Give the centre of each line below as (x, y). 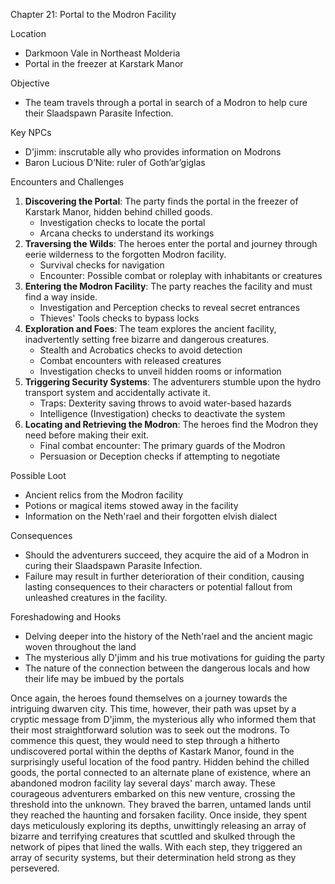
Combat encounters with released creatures (130, 360)
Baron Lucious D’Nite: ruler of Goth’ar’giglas (115, 162)
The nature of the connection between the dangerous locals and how (167, 668)
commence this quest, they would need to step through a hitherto (145, 740)
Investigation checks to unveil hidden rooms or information (160, 371)
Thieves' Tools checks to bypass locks (119, 318)
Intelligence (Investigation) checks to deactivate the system (162, 413)
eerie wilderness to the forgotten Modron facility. (125, 254)
